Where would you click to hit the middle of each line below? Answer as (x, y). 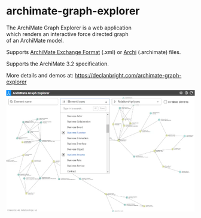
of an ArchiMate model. (35, 40)
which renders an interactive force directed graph (67, 34)
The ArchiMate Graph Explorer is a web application (69, 28)
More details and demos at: (40, 75)
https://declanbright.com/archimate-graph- (128, 75)
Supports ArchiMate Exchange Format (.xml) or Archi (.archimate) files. (94, 52)
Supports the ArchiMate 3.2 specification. (58, 64)
